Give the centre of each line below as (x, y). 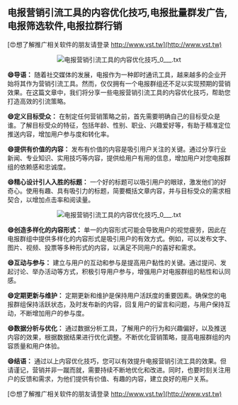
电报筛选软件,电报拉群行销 (65, 26)
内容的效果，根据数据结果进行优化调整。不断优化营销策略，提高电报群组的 (116, 337)
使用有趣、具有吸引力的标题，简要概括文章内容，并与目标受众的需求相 (128, 191)
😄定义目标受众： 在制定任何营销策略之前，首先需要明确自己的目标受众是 (114, 116)
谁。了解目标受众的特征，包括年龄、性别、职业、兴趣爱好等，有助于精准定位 (119, 125)
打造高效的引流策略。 (38, 101)
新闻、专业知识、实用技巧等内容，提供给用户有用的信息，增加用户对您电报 (116, 157)
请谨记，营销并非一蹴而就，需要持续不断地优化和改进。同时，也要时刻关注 (116, 370)
